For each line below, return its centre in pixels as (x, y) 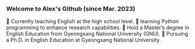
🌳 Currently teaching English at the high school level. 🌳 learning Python (92, 22)
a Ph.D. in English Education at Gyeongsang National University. (83, 40)
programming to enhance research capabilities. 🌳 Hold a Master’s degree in (98, 27)
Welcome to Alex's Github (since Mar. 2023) (71, 9)
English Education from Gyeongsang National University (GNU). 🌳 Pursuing (97, 34)
